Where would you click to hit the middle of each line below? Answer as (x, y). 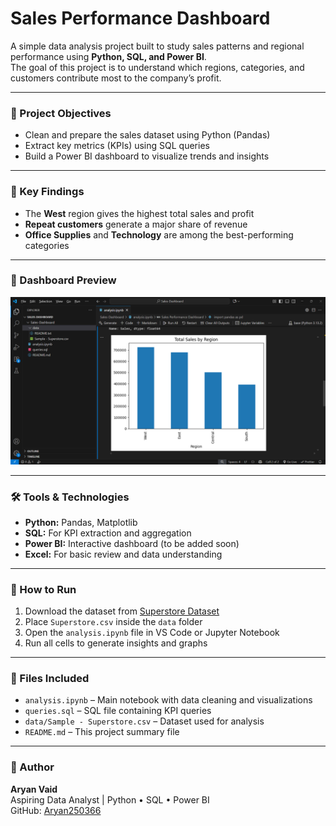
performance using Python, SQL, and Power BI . (108, 56)
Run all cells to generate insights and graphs (116, 643)
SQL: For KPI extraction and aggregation (108, 533)
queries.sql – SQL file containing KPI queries (118, 711)
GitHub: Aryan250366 (56, 810)
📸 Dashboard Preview (63, 280)
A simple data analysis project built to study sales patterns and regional (157, 46)
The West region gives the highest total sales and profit (139, 213)
